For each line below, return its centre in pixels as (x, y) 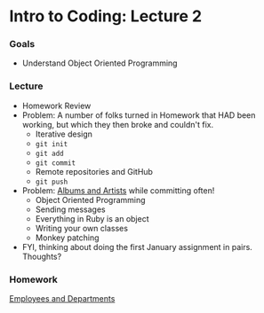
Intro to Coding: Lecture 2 (106, 16)
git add (49, 153)
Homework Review (56, 106)
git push (52, 182)
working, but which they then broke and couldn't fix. (118, 124)
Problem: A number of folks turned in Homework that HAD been (139, 115)
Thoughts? (42, 256)
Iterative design (64, 134)
